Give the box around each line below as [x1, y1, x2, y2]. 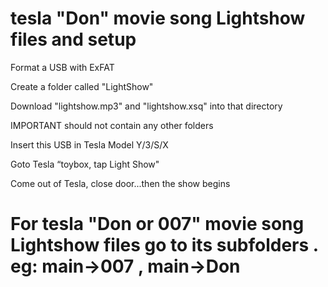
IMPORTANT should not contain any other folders [10, 119, 214, 131]
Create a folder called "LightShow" [10, 80, 154, 92]
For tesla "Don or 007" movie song [10, 213, 305, 236]
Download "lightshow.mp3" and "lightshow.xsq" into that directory [10, 100, 283, 112]
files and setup [10, 28, 137, 51]
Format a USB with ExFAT [10, 61, 115, 73]
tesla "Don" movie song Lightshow [10, 7, 306, 30]
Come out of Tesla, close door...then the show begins [10, 177, 231, 189]
